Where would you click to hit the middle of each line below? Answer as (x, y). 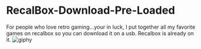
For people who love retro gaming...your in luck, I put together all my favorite (101, 27)
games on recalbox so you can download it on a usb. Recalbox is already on (100, 33)
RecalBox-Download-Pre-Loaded (91, 10)
